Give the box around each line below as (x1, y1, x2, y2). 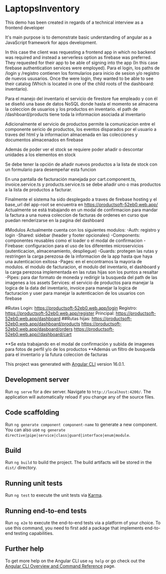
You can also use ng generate (5, 427, 66, 433)
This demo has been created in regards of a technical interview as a (5, 19, 143, 25)
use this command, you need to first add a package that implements (5, 525, 144, 531)
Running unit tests (5, 479, 63, 487)
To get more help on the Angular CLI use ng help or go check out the (5, 558, 145, 564)
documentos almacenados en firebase (5, 137, 83, 143)
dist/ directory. (5, 464, 37, 471)
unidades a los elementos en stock (5, 152, 76, 158)
